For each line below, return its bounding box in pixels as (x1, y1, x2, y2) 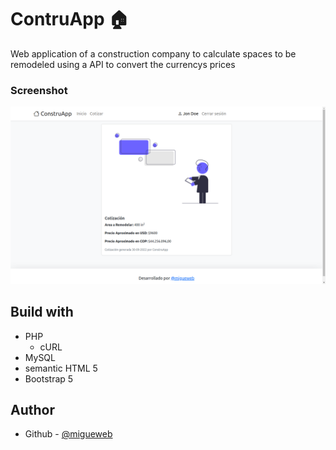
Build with (10, 304, 74, 321)
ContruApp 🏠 (10, 8, 130, 31)
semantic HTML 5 (24, 362, 98, 374)
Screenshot (10, 83, 68, 97)
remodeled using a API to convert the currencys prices (10, 58, 236, 70)
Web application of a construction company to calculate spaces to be (10, 47, 297, 60)
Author (10, 401, 55, 418)
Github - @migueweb (24, 428, 113, 440)
